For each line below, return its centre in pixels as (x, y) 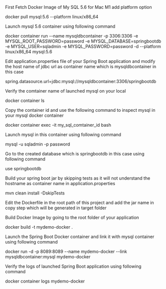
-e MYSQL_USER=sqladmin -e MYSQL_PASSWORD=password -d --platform (83, 46)
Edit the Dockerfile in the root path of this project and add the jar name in (80, 203)
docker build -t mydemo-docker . (39, 227)
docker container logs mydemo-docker (45, 281)
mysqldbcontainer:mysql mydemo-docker (48, 257)
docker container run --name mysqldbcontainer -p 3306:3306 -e (72, 36)
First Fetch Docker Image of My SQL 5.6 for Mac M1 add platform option (79, 7)
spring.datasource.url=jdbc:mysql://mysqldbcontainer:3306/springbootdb (81, 81)
